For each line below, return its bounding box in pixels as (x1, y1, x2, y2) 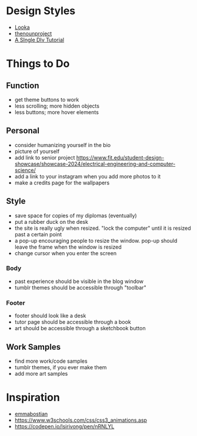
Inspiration (6, 391, 60, 404)
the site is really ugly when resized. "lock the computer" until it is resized (14, 224, 191, 232)
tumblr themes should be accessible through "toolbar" (14, 284, 146, 291)
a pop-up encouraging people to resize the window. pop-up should (14, 237, 178, 244)
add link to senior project (14, 154, 75, 161)
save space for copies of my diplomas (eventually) (14, 212, 137, 219)
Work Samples (6, 341, 61, 352)
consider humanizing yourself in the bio (14, 141, 111, 148)
